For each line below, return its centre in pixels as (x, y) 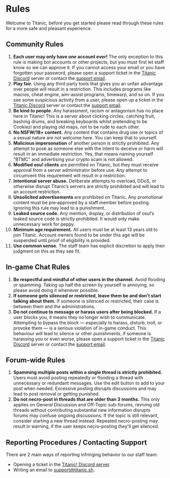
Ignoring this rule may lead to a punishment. (59, 208)
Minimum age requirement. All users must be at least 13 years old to (86, 229)
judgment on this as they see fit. (47, 251)
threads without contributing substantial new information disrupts (82, 410)
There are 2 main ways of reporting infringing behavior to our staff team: (82, 455)
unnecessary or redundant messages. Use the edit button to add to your (89, 383)
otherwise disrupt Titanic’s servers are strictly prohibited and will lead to (89, 186)
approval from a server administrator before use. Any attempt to (80, 170)
